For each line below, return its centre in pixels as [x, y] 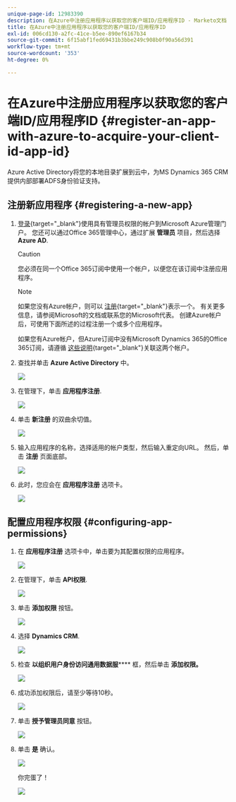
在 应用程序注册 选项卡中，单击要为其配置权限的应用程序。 [103, 551]
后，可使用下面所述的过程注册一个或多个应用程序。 [92, 324]
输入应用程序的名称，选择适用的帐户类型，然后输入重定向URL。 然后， [120, 447]
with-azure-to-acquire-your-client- [113, 136]
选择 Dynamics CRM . [48, 636]
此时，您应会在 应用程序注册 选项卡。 [72, 484]
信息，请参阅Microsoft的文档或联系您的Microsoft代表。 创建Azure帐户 [119, 314]
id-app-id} [39, 151]
